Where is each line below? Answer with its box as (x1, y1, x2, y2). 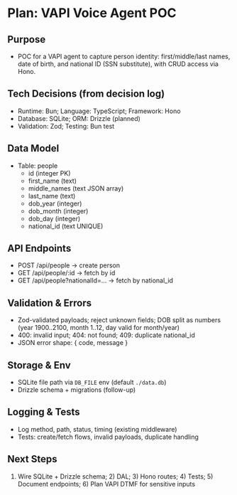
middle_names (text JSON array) (28, 183, 124, 193)
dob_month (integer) (28, 206, 89, 215)
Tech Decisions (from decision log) (7, 87, 165, 100)
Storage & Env (7, 359, 71, 371)
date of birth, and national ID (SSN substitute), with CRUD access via (17, 60, 219, 68)
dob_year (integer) (28, 199, 82, 208)
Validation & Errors (7, 297, 92, 309)
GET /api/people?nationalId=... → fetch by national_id (17, 276, 174, 285)
